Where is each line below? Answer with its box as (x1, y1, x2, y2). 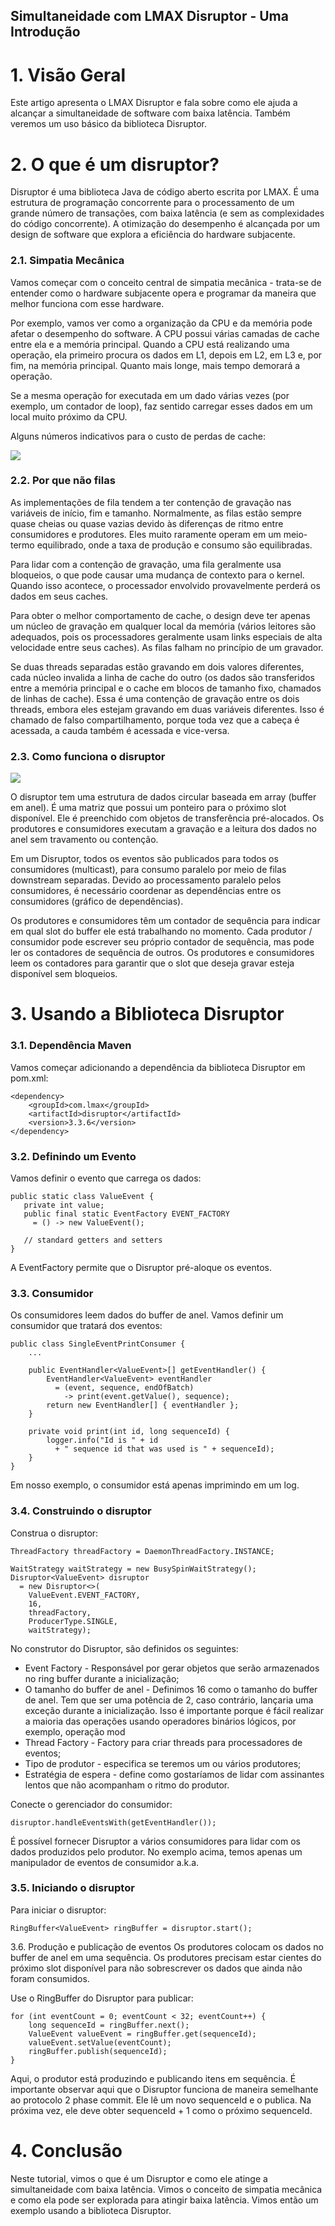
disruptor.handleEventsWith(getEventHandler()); (10, 1817, 217, 1828)
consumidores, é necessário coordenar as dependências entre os (10, 885, 282, 897)
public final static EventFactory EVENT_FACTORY (23, 1209, 230, 1219)
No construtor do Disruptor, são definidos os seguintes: (10, 1642, 239, 1654)
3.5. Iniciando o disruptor (10, 1881, 135, 1895)
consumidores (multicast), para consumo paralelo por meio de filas (10, 864, 287, 876)
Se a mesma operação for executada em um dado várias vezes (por (10, 389, 290, 401)
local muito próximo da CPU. (10, 410, 128, 423)
